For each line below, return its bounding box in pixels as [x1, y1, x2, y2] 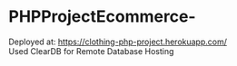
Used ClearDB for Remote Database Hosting [8, 45, 174, 56]
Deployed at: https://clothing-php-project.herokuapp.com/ [8, 36, 228, 47]
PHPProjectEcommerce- [8, 6, 196, 27]
